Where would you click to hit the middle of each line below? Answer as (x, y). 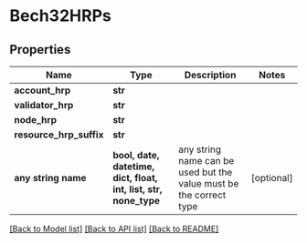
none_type (136, 201)
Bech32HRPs (60, 16)
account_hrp (42, 90)
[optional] (272, 178)
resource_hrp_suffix (59, 135)
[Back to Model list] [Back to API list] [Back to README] (114, 229)
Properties (40, 50)
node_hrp (36, 120)
